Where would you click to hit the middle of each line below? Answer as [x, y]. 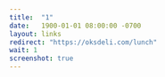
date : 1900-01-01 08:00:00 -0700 [75, 26]
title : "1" [31, 17]
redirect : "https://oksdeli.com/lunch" [83, 42]
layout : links [36, 34]
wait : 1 [24, 50]
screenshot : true [41, 58]
